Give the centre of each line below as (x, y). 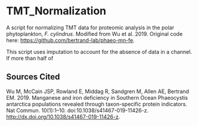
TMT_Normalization (56, 11)
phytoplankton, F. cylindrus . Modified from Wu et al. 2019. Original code (95, 33)
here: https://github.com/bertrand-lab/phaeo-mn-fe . (71, 40)
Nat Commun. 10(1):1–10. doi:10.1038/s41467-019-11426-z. (78, 110)
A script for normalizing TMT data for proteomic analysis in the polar (90, 27)
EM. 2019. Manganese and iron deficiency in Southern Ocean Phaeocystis (97, 97)
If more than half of (30, 58)
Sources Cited (33, 77)
